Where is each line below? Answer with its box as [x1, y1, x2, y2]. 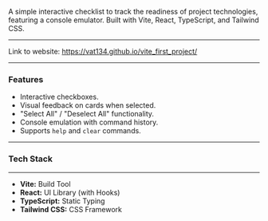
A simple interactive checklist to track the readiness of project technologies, [8, 7, 258, 16]
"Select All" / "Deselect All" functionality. [19, 109, 154, 119]
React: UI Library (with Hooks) [19, 187, 120, 197]
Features [8, 73, 44, 85]
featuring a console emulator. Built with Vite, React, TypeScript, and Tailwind [8, 15, 259, 25]
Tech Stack [8, 153, 53, 164]
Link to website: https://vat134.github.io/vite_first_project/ [8, 47, 198, 56]
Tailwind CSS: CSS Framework [19, 204, 122, 214]
